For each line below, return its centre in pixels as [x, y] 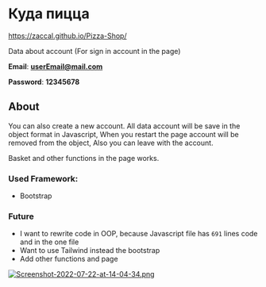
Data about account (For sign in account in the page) [94, 51]
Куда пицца [49, 14]
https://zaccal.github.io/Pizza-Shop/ [67, 36]
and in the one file [49, 242]
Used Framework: [43, 178]
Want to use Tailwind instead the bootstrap [90, 251]
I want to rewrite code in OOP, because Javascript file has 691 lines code [139, 234]
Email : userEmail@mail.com [56, 66]
